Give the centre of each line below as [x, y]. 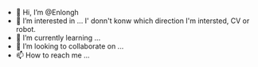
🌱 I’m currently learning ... [58, 37]
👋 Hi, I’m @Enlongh [47, 12]
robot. [25, 29]
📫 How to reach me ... [53, 55]
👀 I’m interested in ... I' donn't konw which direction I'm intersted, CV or [133, 21]
